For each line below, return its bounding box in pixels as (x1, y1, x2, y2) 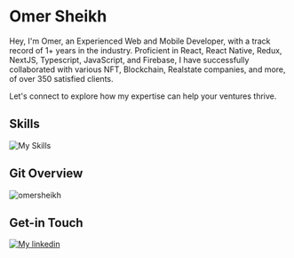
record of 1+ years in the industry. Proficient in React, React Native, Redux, (9, 44, 282, 55)
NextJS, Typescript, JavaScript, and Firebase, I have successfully (9, 54, 250, 65)
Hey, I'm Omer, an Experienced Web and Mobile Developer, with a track (9, 36, 271, 46)
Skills (9, 117, 40, 132)
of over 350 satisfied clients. (9, 73, 114, 84)
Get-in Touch (9, 215, 83, 230)
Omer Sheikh (9, 6, 107, 27)
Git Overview (9, 166, 83, 181)
